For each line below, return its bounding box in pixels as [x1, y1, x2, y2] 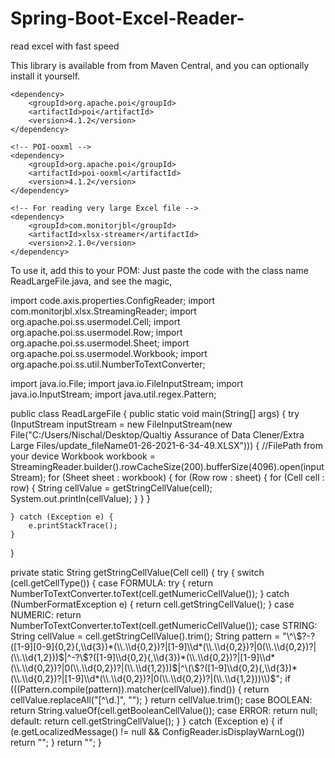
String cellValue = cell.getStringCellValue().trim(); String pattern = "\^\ [10, 630, 297, 642]
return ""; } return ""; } [10, 736, 102, 748]
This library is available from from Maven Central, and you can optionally [10, 59, 310, 71]
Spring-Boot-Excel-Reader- [10, 7, 245, 30]
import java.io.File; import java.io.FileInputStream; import [10, 377, 244, 389]
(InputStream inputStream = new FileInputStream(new [10, 418, 233, 430]
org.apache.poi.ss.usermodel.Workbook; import [10, 347, 208, 359]
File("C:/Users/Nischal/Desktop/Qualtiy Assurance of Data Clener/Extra [10, 428, 305, 441]
